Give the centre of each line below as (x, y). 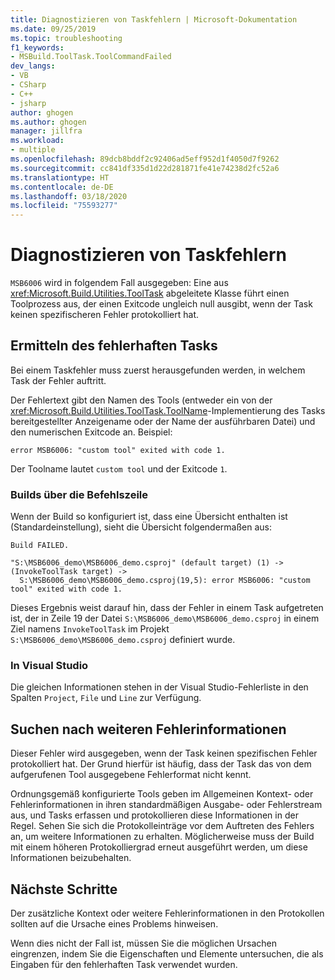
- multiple (33, 150)
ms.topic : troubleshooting (66, 38)
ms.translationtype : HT (60, 177)
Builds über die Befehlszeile (79, 494)
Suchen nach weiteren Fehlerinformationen (148, 729)
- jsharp (28, 103)
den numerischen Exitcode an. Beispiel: (91, 432)
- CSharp (28, 85)
